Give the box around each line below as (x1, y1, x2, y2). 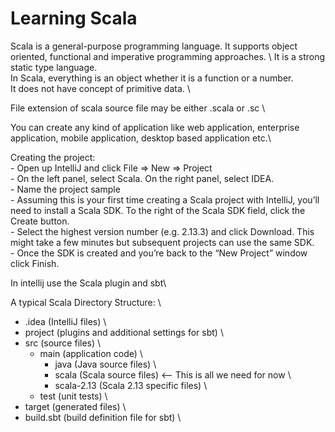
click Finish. (10, 257, 60, 269)
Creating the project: (10, 151, 96, 163)
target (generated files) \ (24, 400, 127, 412)
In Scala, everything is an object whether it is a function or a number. (10, 72, 294, 84)
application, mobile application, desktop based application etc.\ (10, 132, 272, 144)
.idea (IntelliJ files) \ (24, 315, 107, 327)
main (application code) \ (39, 347, 143, 359)
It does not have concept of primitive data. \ (10, 82, 191, 94)
